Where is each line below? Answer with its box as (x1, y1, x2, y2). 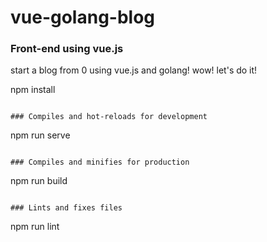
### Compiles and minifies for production (10, 157, 190, 168)
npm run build (10, 175, 68, 187)
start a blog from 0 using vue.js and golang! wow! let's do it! (10, 64, 258, 76)
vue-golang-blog (10, 6, 156, 29)
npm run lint (10, 221, 60, 233)
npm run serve (10, 129, 71, 141)
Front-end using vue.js (10, 42, 124, 56)
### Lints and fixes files (10, 203, 123, 213)
